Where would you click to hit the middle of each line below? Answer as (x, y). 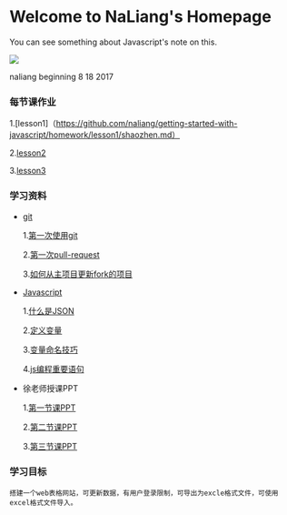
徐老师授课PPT (50, 388)
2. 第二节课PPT (50, 427)
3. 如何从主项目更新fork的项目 (78, 274)
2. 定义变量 (42, 330)
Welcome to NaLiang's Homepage (141, 17)
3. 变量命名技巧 (50, 349)
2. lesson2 (28, 153)
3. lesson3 (28, 171)
